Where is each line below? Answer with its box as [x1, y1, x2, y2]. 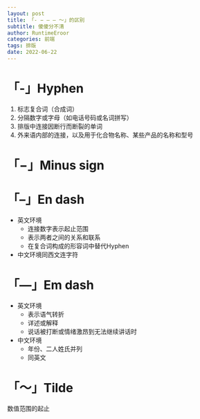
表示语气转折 [27, 310, 64, 318]
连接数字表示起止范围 [27, 224, 89, 232]
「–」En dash [7, 192, 85, 207]
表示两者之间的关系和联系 [27, 233, 101, 241]
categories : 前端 [7, 36, 55, 43]
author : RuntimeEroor [7, 29, 70, 37]
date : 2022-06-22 [7, 49, 57, 56]
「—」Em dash [7, 277, 95, 293]
